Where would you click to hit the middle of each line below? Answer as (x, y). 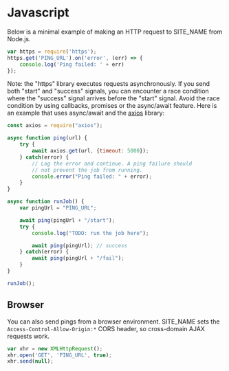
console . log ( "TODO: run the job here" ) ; (90, 233)
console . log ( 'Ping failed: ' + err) (72, 64)
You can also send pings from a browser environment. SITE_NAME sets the (113, 322)
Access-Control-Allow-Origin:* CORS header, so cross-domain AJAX (106, 328)
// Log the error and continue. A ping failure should (112, 164)
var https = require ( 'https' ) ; (52, 52)
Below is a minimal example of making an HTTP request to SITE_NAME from (115, 32)
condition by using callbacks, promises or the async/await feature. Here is (112, 106)
